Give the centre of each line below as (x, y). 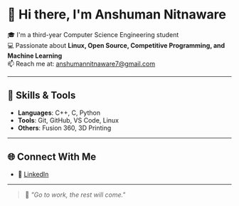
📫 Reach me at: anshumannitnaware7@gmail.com (81, 63)
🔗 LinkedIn (33, 174)
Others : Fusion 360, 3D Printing (64, 128)
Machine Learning (35, 56)
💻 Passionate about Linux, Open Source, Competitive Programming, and (116, 45)
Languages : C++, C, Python (59, 113)
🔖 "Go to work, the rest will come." (75, 195)
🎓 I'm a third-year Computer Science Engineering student (93, 34)
